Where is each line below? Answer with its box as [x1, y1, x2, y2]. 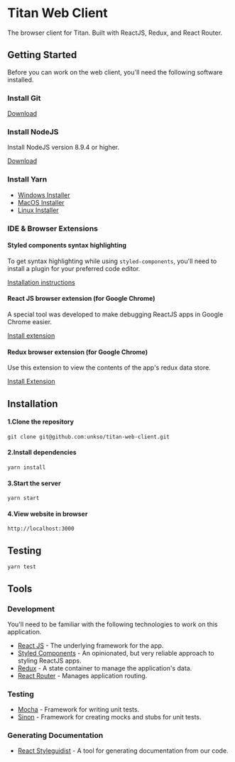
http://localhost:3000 [7, 525, 75, 533]
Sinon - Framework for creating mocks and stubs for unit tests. [17, 713, 202, 722]
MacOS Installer [17, 198, 65, 206]
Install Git [7, 93, 41, 103]
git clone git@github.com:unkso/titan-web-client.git [7, 433, 170, 441]
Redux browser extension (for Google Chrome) [7, 348, 148, 356]
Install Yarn [7, 175, 48, 184]
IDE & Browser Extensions [7, 223, 98, 233]
